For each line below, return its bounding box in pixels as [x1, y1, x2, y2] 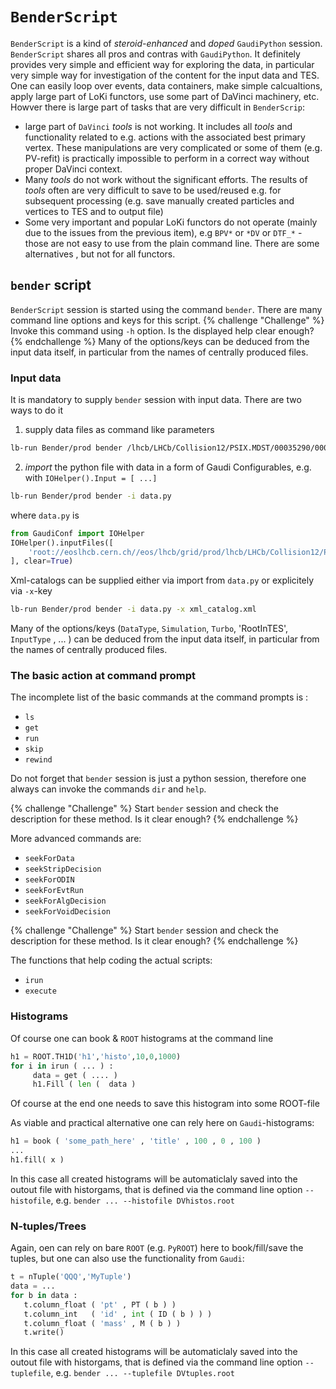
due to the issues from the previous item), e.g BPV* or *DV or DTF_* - [24, 226, 303, 238]
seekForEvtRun [24, 886, 84, 896]
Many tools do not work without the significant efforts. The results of [24, 173, 308, 185]
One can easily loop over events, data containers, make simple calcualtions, [10, 79, 323, 92]
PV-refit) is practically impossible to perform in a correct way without [24, 152, 310, 164]
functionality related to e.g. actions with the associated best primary [24, 131, 306, 143]
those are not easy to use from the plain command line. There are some [24, 237, 320, 249]
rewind [24, 755, 53, 765]
